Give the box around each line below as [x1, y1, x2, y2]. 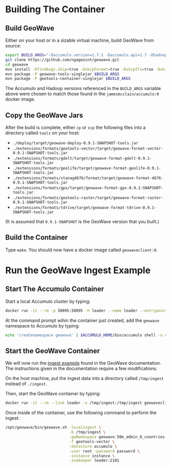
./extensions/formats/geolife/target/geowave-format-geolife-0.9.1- [12, 166, 161, 171]
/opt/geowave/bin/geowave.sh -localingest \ [5, 425, 101, 430]
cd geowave [5, 62, 28, 67]
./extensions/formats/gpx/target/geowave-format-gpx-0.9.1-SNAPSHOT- [12, 186, 164, 191]
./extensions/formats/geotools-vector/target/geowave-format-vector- [12, 146, 164, 151]
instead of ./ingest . [5, 381, 47, 387]
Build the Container [5, 233, 68, 242]
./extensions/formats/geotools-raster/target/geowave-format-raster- [12, 195, 164, 200]
